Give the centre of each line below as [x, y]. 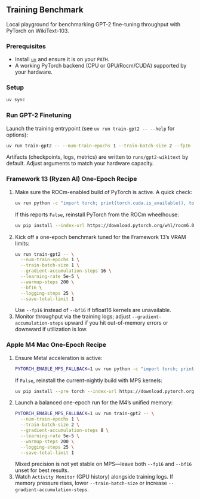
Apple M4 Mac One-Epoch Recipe [56, 345]
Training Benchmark [45, 10]
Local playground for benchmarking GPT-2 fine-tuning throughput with [93, 24]
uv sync [16, 100]
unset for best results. [42, 470]
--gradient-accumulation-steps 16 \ [66, 271]
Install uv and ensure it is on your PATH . [62, 59]
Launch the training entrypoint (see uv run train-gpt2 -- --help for [90, 128]
